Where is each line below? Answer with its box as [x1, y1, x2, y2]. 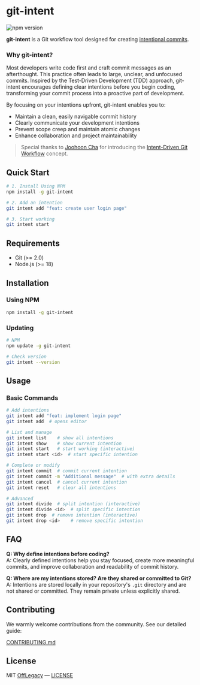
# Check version [6, 354, 47, 360]
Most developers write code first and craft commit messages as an [6, 64, 172, 71]
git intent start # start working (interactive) [6, 446, 135, 452]
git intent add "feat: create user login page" [6, 205, 128, 211]
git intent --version [6, 359, 60, 365]
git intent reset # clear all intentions [6, 484, 117, 491]
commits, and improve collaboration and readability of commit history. [6, 563, 179, 570]
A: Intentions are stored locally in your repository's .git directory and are [6, 581, 187, 588]
